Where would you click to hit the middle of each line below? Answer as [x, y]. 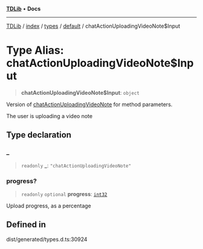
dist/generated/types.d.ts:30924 [47, 239]
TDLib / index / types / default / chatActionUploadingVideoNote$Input [93, 26]
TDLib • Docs [24, 9]
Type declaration [39, 135]
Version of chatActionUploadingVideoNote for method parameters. [89, 104]
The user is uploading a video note [49, 116]
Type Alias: [35, 50]
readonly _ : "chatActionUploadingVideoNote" [76, 165]
